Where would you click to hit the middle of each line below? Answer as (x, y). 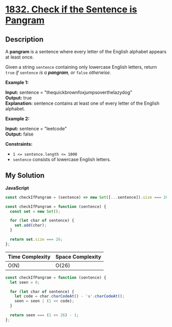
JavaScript (17, 188)
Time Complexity (29, 257)
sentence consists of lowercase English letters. (62, 159)
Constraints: (19, 144)
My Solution (25, 176)
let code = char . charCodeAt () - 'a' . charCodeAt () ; (70, 296)
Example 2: (17, 119)
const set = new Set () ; (35, 211)
